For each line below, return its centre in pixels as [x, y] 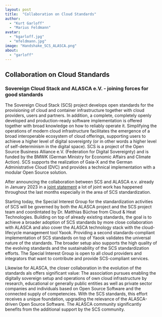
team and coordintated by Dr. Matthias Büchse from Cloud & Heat [71, 212]
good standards [24, 94]
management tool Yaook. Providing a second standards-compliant [89, 233]
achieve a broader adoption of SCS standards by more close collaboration [79, 223]
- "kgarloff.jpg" [27, 37]
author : [13, 19]
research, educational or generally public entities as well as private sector [79, 283]
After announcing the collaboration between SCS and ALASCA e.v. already [80, 182]
